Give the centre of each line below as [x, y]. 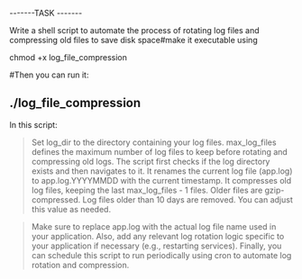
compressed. [56, 199]
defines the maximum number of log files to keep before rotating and [160, 151]
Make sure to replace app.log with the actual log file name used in [154, 226]
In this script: [33, 124]
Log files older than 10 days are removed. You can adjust [188, 199]
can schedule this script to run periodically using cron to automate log [161, 255]
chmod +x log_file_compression [69, 57]
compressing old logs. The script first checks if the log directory [151, 161]
